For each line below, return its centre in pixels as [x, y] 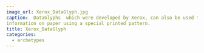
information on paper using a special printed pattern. [78, 23]
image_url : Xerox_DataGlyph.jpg [47, 12]
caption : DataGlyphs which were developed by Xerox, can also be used [100, 18]
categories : [21, 35]
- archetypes [28, 40]
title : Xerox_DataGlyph [36, 29]
